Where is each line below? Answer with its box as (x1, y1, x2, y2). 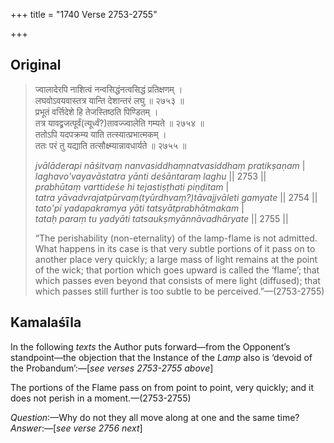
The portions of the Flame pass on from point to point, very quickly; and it (10, 381, 315, 393)
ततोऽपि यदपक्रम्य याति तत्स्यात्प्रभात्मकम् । (34, 128, 167, 140)
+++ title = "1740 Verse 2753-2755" (10, 9, 158, 20)
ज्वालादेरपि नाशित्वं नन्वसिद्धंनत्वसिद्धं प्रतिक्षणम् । (34, 83, 183, 95)
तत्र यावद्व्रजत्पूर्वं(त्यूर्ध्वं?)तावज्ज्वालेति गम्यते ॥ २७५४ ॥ (34, 117, 205, 129)
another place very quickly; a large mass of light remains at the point (34, 253, 318, 265)
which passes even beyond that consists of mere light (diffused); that (34, 274, 321, 286)
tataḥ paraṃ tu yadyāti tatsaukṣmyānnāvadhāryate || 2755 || (34, 212, 289, 224)
